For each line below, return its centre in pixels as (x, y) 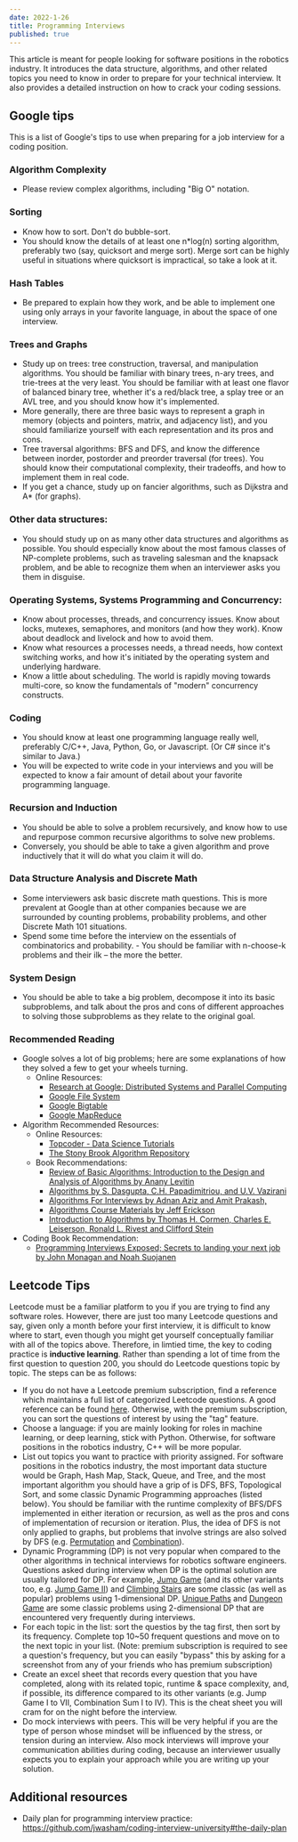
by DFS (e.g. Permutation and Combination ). (103, 1542)
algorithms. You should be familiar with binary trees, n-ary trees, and (148, 373)
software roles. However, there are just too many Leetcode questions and (144, 1316)
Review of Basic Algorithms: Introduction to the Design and (157, 1172)
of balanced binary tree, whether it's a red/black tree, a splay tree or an (153, 392)
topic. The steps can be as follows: (73, 1373)
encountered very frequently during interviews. (109, 1618)
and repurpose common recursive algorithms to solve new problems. (149, 836)
